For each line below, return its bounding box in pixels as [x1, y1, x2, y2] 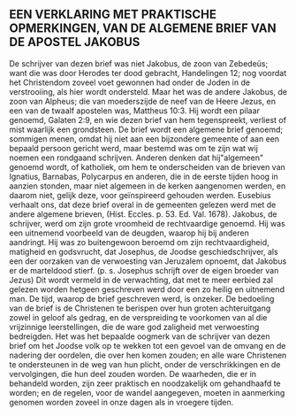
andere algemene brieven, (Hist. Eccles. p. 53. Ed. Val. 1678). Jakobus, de [9, 208, 277, 220]
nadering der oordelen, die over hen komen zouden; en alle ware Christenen [9, 350, 287, 360]
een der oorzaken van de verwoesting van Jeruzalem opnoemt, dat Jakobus [9, 256, 287, 266]
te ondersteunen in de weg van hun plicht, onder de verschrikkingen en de [9, 358, 281, 370]
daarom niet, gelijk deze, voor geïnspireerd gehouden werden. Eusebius [9, 189, 271, 200]
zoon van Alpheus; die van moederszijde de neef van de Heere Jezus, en [9, 96, 277, 106]
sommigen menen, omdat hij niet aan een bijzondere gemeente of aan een [9, 133, 280, 144]
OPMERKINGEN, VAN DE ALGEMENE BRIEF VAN [9, 21, 277, 36]
